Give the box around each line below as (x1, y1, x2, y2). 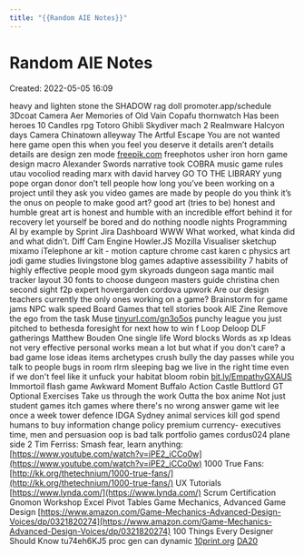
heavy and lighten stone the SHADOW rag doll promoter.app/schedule (9, 100, 272, 111)
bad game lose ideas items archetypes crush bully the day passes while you (9, 351, 295, 362)
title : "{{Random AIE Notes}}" (9, 13, 128, 23)
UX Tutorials (175, 477, 222, 488)
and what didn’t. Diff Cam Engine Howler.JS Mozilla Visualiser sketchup (9, 236, 277, 247)
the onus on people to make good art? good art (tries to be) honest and (9, 197, 276, 207)
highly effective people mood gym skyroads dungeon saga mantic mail (9, 265, 275, 276)
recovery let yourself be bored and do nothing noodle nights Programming (9, 216, 288, 227)
